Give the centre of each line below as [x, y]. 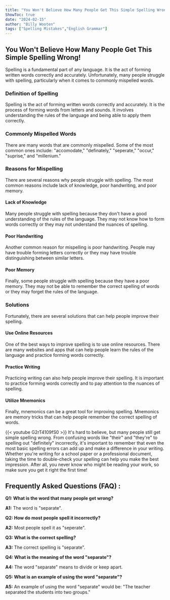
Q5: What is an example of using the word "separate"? [64, 577]
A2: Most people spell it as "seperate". [46, 528]
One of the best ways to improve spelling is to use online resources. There [83, 344]
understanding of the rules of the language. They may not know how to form [85, 219]
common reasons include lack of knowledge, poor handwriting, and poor [81, 185]
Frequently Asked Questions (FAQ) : [63, 486]
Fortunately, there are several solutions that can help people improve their [82, 316]
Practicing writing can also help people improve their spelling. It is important [84, 378]
